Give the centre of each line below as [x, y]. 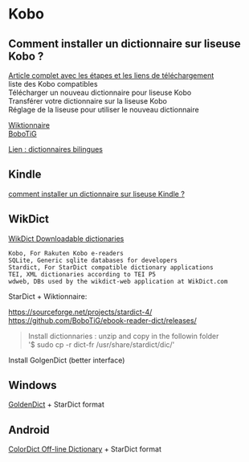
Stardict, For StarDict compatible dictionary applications [111, 267]
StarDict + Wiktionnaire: [48, 296]
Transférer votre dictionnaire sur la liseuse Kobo [88, 101]
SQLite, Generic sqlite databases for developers [93, 260]
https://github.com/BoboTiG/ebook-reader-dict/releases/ [102, 320]
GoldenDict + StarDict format [56, 405]
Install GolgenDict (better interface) [67, 360]
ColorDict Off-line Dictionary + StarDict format [85, 449]
